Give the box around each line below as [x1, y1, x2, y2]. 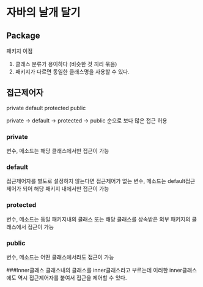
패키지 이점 [6, 47, 33, 54]
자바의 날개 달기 [6, 6, 81, 20]
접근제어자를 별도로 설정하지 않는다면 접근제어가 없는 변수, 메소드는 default [6, 177, 185, 185]
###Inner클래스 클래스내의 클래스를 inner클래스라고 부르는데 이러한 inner [6, 267, 182, 274]
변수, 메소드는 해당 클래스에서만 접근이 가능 [6, 147, 109, 155]
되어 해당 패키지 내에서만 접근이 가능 [22, 185, 109, 193]
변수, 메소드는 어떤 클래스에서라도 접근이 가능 [6, 253, 114, 261]
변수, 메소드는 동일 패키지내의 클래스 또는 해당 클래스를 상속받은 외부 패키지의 [6, 215, 191, 223]
